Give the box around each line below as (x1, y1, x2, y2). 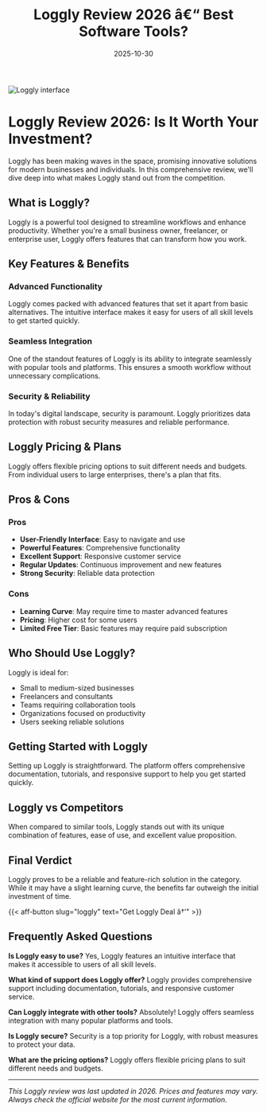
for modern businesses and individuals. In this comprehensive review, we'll (8, 165, 253, 174)
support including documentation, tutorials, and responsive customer (8, 983, 234, 993)
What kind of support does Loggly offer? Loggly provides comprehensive (8, 974, 253, 984)
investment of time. (8, 892, 72, 901)
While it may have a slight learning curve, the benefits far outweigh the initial (8, 883, 259, 892)
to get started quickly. (8, 316, 80, 325)
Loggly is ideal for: (8, 667, 69, 677)
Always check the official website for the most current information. (8, 1095, 228, 1104)
